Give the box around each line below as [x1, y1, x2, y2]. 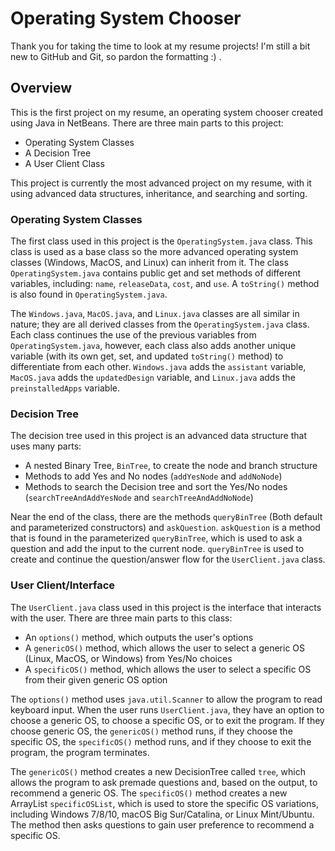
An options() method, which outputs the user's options [24, 631, 254, 643]
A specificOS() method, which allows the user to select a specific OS [24, 663, 312, 675]
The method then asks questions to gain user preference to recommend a [10, 818, 315, 831]
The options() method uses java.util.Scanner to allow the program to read [10, 693, 323, 705]
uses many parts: [10, 440, 82, 452]
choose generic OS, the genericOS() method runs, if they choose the [10, 725, 293, 737]
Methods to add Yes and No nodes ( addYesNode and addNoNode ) [24, 470, 283, 482]
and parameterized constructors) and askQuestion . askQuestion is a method [10, 522, 321, 534]
